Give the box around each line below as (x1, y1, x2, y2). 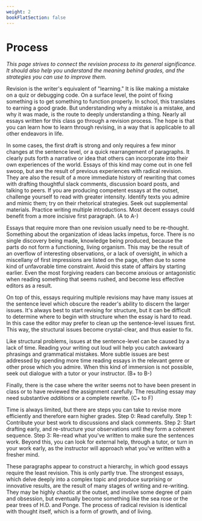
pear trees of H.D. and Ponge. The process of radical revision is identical (6, 502, 187, 509)
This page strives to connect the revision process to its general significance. (6, 61, 197, 68)
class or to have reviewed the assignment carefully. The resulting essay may (6, 388, 196, 395)
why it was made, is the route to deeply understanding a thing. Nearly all (6, 111, 186, 118)
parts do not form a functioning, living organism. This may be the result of (6, 243, 190, 251)
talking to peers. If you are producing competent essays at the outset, (6, 187, 180, 194)
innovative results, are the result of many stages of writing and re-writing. (6, 482, 189, 490)
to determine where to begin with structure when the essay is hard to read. (6, 313, 192, 321)
